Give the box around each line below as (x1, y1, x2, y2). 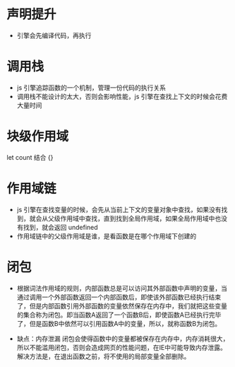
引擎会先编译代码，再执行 (16, 31, 92, 40)
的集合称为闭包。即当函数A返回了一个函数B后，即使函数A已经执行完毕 (16, 310, 222, 319)
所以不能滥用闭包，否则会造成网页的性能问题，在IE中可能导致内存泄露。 (16, 343, 227, 351)
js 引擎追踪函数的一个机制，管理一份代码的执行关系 (16, 83, 167, 92)
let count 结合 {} (6, 153, 54, 161)
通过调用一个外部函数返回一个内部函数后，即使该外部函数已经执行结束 (16, 293, 222, 301)
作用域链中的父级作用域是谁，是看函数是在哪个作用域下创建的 (16, 231, 197, 240)
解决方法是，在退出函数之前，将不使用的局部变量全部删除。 (16, 351, 191, 361)
